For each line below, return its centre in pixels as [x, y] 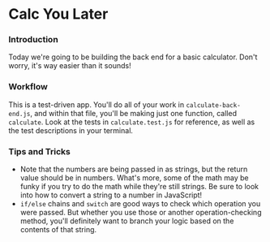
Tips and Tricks [40, 151]
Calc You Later [58, 14]
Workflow [28, 87]
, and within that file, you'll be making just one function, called [133, 113]
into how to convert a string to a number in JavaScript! [111, 195]
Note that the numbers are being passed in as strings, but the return [134, 169]
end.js [19, 114]
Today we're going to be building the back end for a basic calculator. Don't [133, 57]
